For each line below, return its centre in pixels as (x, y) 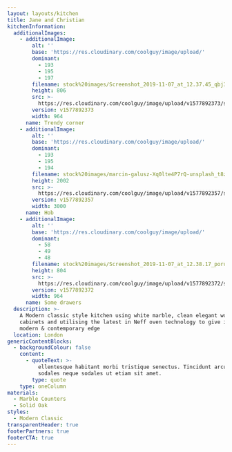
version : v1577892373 (63, 110)
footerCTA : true (30, 437)
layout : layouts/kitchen (43, 13)
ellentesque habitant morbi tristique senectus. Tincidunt (125, 367)
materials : (23, 393)
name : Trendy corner (55, 123)
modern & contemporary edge (60, 328)
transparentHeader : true (43, 425)
